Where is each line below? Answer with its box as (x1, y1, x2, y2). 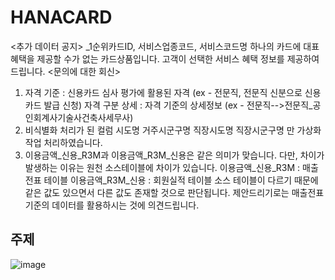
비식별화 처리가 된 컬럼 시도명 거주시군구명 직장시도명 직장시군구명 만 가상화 (24, 124, 322, 136)
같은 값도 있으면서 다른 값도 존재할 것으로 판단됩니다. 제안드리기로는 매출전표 (24, 186, 325, 198)
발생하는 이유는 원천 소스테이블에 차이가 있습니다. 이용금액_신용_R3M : (24, 161, 301, 173)
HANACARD (10, 6, 113, 29)
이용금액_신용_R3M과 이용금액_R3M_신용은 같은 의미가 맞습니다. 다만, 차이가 (24, 149, 325, 161)
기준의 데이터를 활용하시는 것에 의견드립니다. (24, 199, 200, 211)
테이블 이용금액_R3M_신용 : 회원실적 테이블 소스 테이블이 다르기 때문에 (43, 174, 319, 186)
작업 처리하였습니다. (24, 136, 103, 148)
